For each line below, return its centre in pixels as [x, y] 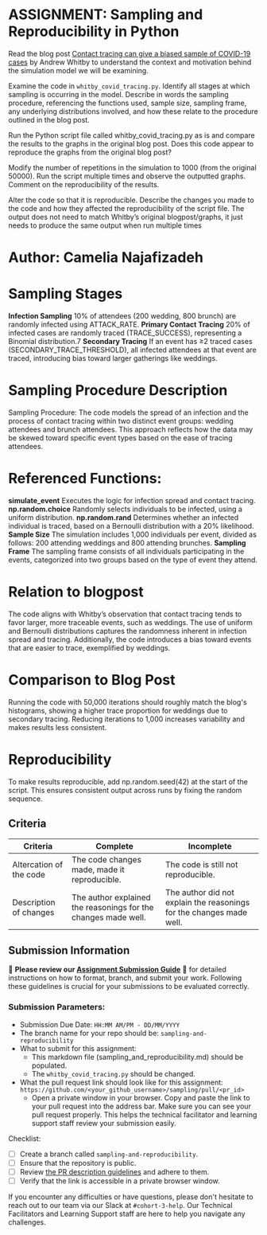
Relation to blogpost [76, 592]
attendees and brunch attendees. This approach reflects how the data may [131, 429]
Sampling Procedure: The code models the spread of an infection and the [128, 412]
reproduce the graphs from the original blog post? [90, 152]
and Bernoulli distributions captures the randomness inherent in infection [128, 631]
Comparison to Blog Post [92, 680]
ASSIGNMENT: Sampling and [106, 15]
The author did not [200, 892]
